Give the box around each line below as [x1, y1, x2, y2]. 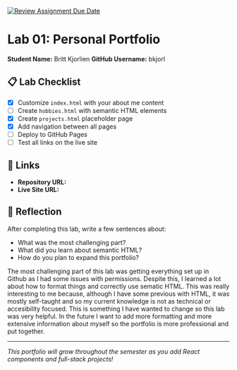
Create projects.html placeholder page [17, 114, 133, 123]
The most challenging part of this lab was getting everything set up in [7, 267, 209, 275]
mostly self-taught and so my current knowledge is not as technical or [7, 297, 212, 305]
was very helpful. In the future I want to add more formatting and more [7, 311, 212, 321]
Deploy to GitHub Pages [17, 131, 88, 138]
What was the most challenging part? [17, 238, 126, 246]
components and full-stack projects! [7, 354, 114, 363]
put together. [7, 327, 45, 335]
